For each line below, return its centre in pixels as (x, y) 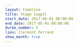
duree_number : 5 (22, 28)
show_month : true (23, 37)
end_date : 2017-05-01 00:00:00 (37, 23)
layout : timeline (23, 10)
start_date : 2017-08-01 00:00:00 (39, 19)
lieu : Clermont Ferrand (29, 32)
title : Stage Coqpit (26, 14)
